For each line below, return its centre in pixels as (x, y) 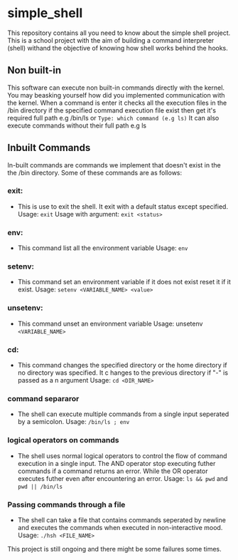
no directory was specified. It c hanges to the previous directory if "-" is (123, 373)
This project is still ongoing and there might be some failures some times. (114, 549)
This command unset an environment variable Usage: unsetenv (110, 323)
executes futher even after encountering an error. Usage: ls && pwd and (123, 478)
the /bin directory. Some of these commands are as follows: (95, 172)
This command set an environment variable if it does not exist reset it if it (124, 282)
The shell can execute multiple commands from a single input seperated (123, 414)
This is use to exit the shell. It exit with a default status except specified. (123, 206)
